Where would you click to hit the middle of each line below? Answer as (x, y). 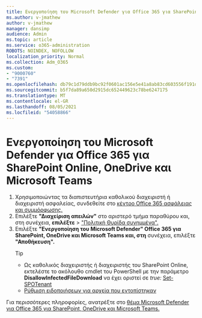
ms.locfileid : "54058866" (38, 112)
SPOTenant (38, 284)
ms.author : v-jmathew (33, 17)
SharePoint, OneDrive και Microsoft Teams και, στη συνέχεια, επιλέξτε (105, 236)
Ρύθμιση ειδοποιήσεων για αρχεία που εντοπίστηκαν (90, 291)
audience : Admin (26, 34)
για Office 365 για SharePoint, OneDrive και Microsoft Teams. (83, 309)
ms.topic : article (29, 40)
